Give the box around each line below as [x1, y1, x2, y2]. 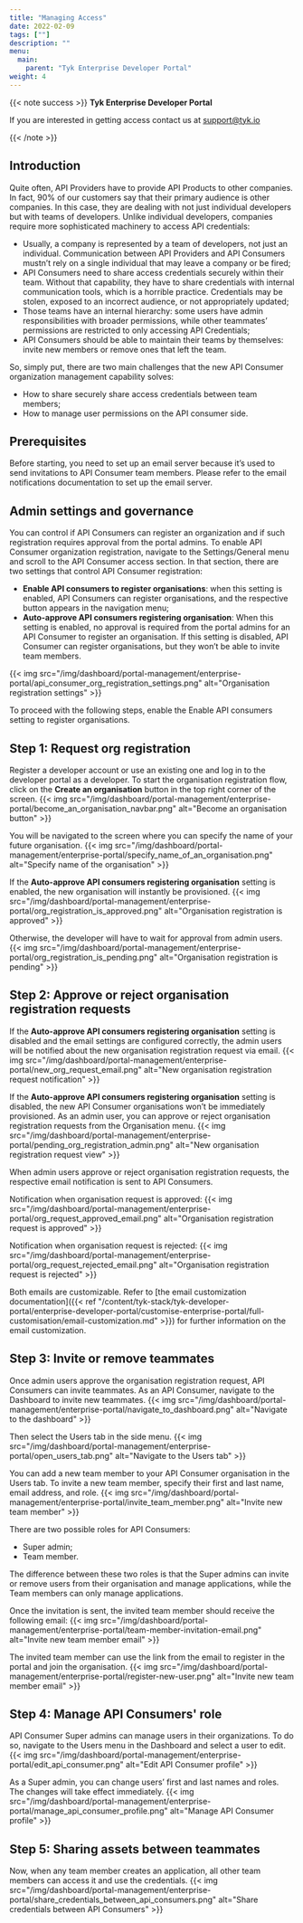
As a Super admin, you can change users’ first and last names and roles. [9, 1776, 279, 1787]
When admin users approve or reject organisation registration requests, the [9, 1166, 289, 1177]
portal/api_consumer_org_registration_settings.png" [9, 677, 203, 688]
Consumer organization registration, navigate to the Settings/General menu [9, 546, 289, 557]
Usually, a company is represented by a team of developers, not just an [22, 238, 288, 249]
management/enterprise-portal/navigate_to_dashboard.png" [9, 1404, 235, 1415]
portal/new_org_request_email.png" [9, 1064, 142, 1075]
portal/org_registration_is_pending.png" [9, 952, 158, 962]
